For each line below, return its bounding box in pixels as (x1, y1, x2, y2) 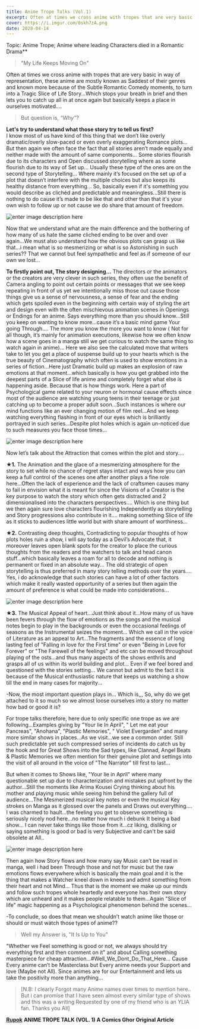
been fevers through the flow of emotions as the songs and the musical (6, 616, 181, 623)
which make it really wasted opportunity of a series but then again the (6, 580, 177, 587)
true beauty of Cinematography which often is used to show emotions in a (6, 357, 188, 364)
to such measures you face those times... (6, 427, 108, 434)
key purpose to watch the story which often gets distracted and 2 (6, 493, 166, 500)
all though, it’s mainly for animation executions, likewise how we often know (6, 331, 191, 338)
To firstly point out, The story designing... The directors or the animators (6, 268, 187, 275)
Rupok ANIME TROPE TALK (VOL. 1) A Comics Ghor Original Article (6, 1016, 174, 1024)
